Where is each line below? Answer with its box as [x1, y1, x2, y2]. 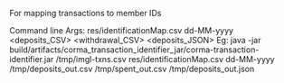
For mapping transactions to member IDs [9, 8, 162, 18]
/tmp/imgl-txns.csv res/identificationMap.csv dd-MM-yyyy [55, 54, 275, 64]
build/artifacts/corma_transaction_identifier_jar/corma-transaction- [9, 44, 260, 55]
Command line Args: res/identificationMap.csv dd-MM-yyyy [9, 25, 233, 35]
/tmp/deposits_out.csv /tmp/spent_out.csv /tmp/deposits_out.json [9, 63, 255, 74]
